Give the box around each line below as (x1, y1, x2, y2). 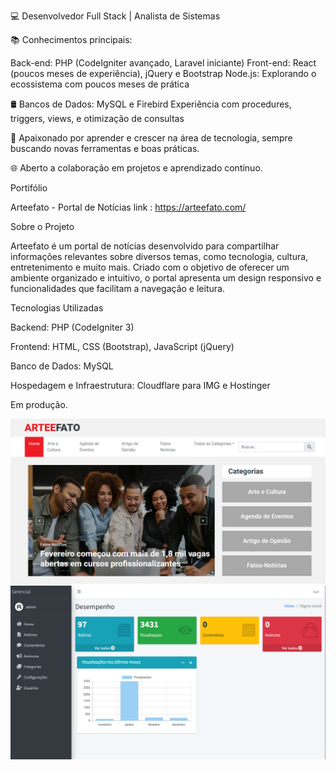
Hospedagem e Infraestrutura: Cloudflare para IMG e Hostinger (10, 380, 271, 391)
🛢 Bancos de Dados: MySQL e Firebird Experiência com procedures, (10, 98, 292, 110)
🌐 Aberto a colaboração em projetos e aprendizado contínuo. (10, 162, 263, 174)
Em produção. (10, 399, 68, 410)
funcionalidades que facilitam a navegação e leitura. (10, 283, 225, 294)
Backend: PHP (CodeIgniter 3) (10, 321, 135, 333)
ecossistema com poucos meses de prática (10, 78, 190, 90)
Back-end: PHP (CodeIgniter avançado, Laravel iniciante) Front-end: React (10, 57, 317, 69)
